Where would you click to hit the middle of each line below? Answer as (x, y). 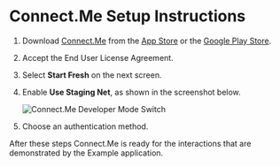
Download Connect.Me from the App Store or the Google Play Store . (147, 41)
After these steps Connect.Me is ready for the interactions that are (130, 143)
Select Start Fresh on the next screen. (92, 75)
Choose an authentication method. (85, 126)
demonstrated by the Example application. (86, 153)
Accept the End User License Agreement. (98, 57)
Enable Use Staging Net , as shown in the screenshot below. (131, 92)
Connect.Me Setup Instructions (128, 16)
